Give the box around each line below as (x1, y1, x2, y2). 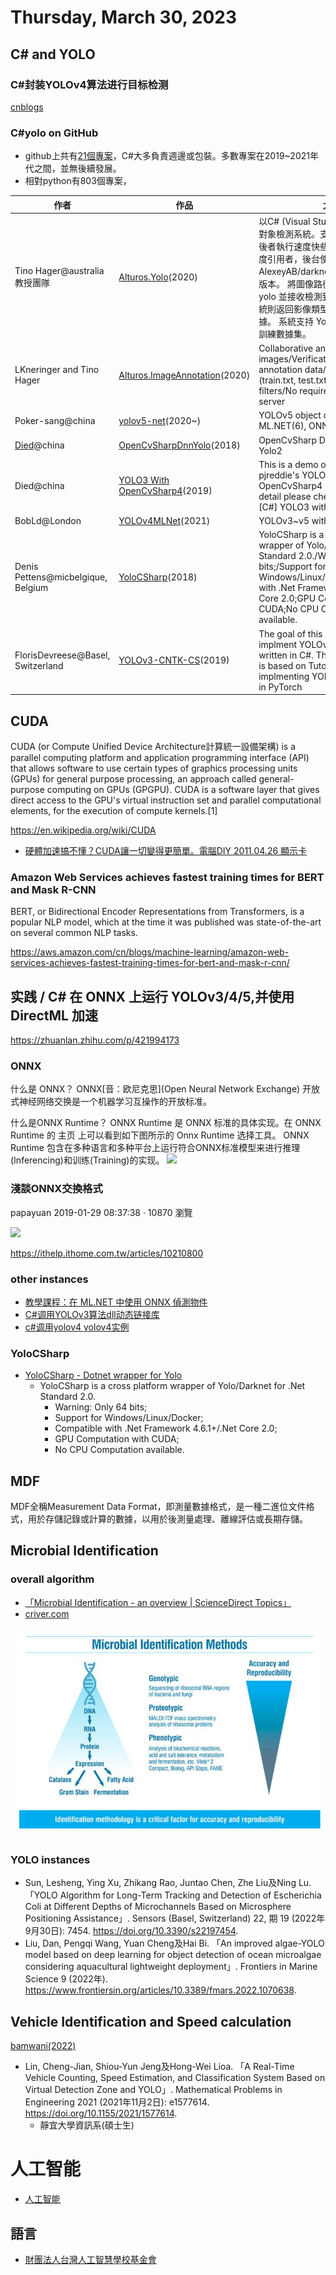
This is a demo (258, 458, 319, 470)
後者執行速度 (258, 240, 312, 252)
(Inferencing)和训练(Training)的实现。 (10, 1154, 165, 1166)
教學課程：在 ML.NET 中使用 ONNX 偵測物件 (24, 1296, 208, 1308)
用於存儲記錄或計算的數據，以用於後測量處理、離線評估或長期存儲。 (27, 1513, 308, 1525)
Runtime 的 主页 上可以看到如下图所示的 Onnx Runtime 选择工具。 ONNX (10, 1129, 310, 1141)
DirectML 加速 (10, 1007, 98, 1024)
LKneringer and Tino (14, 364, 100, 376)
